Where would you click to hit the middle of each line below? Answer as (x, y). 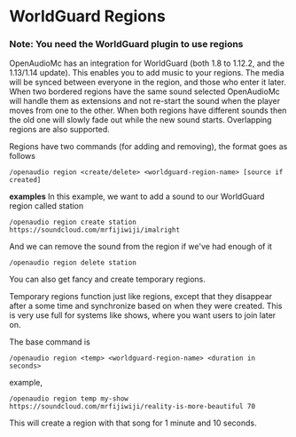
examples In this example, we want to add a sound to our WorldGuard (137, 196)
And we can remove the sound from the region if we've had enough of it (141, 247)
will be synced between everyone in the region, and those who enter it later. (148, 83)
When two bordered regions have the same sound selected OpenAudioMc (145, 91)
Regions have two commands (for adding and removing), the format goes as (148, 147)
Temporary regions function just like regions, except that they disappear (141, 297)
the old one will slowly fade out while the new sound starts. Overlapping (140, 120)
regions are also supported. (60, 130)
